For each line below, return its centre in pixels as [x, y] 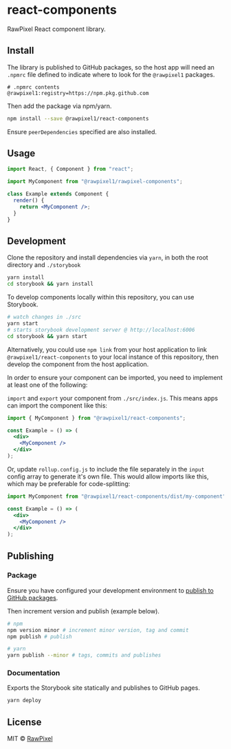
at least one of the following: [47, 385]
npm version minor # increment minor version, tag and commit [98, 630]
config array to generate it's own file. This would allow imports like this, [108, 476]
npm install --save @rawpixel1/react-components [78, 118]
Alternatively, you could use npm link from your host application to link [107, 349]
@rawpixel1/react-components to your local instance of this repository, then [113, 357]
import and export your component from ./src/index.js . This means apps [113, 398]
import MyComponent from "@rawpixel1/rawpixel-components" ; [95, 182]
